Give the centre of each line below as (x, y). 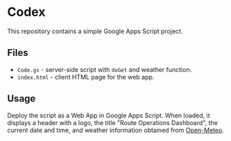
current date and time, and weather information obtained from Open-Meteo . (115, 130)
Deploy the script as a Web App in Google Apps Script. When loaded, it (109, 115)
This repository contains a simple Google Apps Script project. (95, 31)
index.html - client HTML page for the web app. (86, 77)
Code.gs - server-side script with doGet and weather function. (104, 69)
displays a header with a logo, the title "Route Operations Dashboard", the (113, 122)
